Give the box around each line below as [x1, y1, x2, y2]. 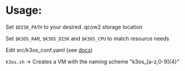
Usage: [5, 4, 43, 17]
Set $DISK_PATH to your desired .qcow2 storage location [5, 23, 142, 30]
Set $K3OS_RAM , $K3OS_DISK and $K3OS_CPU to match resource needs [5, 35, 169, 42]
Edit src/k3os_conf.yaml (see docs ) [5, 46, 93, 54]
